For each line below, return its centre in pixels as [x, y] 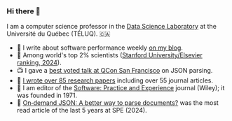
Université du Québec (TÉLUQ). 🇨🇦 [59, 34]
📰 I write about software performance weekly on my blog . [100, 48]
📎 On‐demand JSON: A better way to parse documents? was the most [117, 103]
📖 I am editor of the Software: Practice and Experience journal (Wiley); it [121, 88]
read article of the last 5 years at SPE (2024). [82, 111]
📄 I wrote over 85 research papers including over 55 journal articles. [115, 80]
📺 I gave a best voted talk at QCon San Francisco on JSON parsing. [115, 71]
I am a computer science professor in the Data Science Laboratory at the [111, 27]
